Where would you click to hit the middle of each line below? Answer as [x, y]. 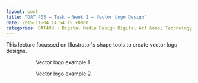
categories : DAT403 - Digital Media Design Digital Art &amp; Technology [99, 28]
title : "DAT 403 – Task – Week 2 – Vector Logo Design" [76, 17]
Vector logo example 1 [63, 62]
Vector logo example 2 [63, 74]
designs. [17, 51]
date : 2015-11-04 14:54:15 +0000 [47, 22]
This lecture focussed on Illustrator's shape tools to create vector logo [92, 45]
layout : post [22, 11]
